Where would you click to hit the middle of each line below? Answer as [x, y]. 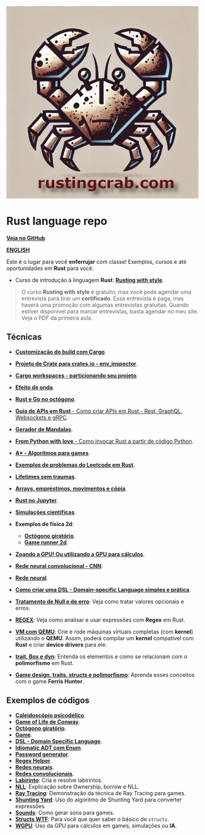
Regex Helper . [34, 760]
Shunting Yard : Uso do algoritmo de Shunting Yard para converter [98, 800]
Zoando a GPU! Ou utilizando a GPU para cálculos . [80, 554]
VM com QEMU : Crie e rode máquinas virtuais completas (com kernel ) [104, 632]
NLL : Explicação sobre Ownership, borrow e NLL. [77, 786]
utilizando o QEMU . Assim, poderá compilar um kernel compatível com [104, 638]
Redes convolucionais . [45, 773]
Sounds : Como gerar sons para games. [65, 812]
